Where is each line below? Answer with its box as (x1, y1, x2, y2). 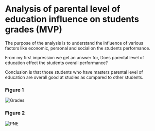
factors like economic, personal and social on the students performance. (5, 45, 151, 51)
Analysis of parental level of (5, 3, 121, 15)
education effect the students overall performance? (5, 60, 108, 65)
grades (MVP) (5, 24, 62, 35)
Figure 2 (5, 110, 25, 116)
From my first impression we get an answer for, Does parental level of (5, 54, 144, 60)
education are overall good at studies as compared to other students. (5, 74, 143, 80)
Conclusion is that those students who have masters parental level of (5, 69, 143, 75)
